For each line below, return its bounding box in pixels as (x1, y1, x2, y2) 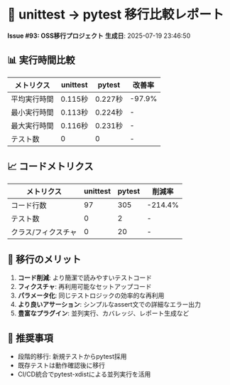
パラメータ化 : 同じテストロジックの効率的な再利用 (17, 291, 165, 300)
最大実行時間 (11, 120, 55, 130)
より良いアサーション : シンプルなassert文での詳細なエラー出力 (17, 300, 201, 309)
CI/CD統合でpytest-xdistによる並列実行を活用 (17, 370, 151, 379)
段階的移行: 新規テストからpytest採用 (17, 352, 127, 361)
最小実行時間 (11, 107, 55, 117)
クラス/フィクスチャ (11, 227, 77, 237)
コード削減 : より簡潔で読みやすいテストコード (17, 273, 153, 282)
